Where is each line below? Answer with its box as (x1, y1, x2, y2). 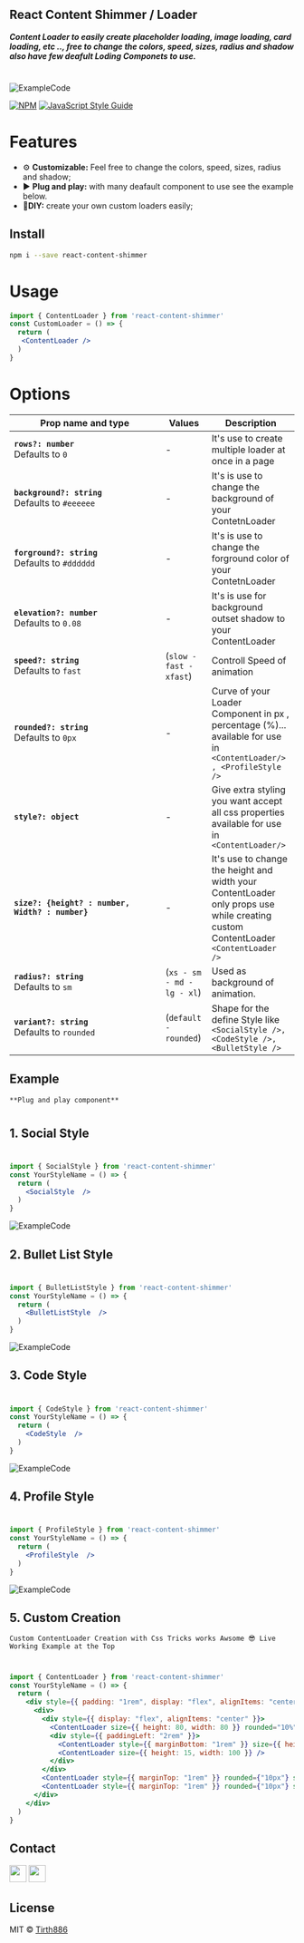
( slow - (165, 649, 197, 662)
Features (9, 131, 78, 152)
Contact (9, 1841, 56, 1856)
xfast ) (165, 670, 193, 683)
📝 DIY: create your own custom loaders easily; (22, 199, 194, 211)
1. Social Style (9, 1125, 90, 1141)
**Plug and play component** (9, 1095, 119, 1104)
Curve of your (211, 685, 271, 697)
